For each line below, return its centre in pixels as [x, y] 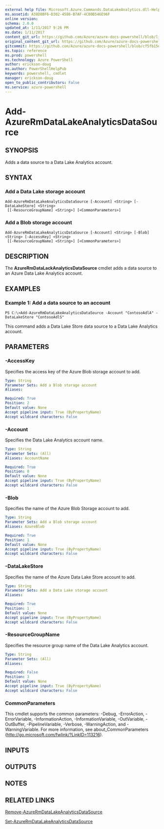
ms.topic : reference [26, 51]
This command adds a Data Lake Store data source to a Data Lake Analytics [81, 326]
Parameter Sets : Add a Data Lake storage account [57, 591]
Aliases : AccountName [27, 458]
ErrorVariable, [19, 719]
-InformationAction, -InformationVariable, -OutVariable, [89, 719]
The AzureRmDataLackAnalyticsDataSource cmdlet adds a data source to [81, 268]
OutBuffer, [15, 725]
